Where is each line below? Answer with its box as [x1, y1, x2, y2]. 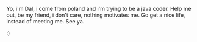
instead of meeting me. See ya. [6, 18, 85, 25]
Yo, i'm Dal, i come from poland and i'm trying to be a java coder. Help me [6, 5, 192, 12]
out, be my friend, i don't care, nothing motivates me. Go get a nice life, [6, 11, 185, 19]
